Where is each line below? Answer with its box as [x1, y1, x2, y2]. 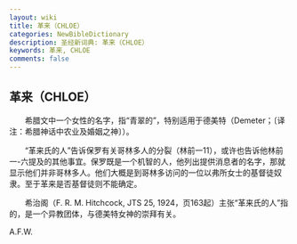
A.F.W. [9, 226, 33, 237]
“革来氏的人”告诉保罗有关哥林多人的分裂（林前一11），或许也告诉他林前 [24, 144, 284, 156]
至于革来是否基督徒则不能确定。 [24, 178, 142, 189]
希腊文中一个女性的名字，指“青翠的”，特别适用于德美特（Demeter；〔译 [24, 115, 285, 126]
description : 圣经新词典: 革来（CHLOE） [9, 37, 149, 47]
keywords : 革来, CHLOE [9, 46, 91, 55]
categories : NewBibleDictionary [9, 29, 129, 38]
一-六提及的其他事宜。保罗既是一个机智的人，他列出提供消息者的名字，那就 [9, 156, 286, 167]
